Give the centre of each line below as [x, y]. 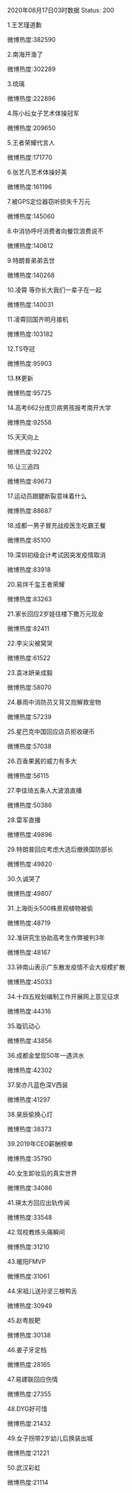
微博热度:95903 [30, 363]
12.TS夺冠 [21, 349]
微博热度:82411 [28, 628]
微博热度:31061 [28, 1276]
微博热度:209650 [31, 128]
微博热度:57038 [29, 746]
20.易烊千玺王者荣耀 [36, 584]
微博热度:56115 [28, 776]
